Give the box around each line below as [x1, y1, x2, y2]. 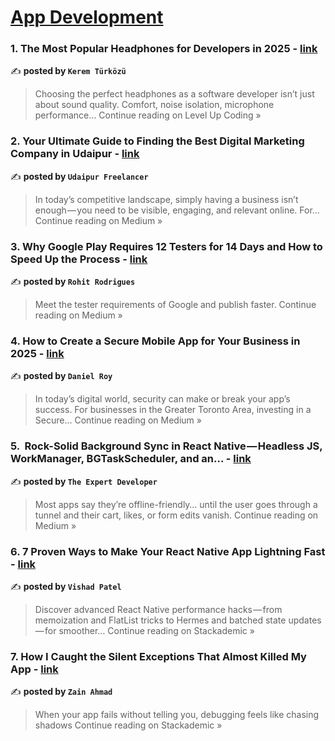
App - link [10, 662, 59, 676]
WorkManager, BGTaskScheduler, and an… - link [10, 452, 252, 466]
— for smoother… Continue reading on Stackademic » [34, 624, 255, 636]
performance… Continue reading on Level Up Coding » [34, 109, 262, 121]
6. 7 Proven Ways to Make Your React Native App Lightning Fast [10, 544, 326, 558]
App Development [10, 6, 164, 29]
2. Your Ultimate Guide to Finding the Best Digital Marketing [10, 134, 305, 148]
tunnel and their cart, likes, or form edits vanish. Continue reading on [34, 509, 319, 521]
